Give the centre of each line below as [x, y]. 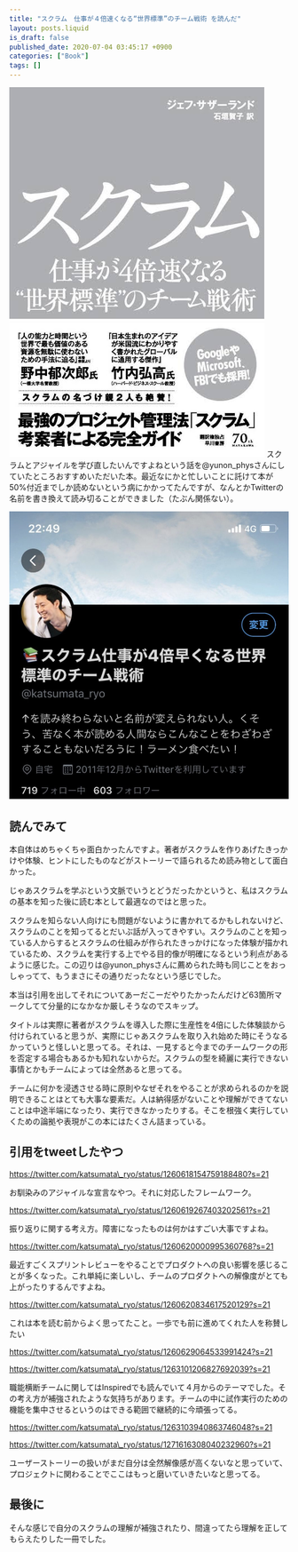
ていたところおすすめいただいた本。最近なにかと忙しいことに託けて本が [141, 476]
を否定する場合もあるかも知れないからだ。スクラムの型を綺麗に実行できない [149, 1058]
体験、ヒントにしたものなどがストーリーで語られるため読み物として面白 [156, 860]
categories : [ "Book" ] [49, 56]
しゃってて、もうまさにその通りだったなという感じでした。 [118, 975]
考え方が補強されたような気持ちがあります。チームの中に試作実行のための [152, 1398]
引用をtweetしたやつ [67, 1152]
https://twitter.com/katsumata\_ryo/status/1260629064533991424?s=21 [141, 1351]
